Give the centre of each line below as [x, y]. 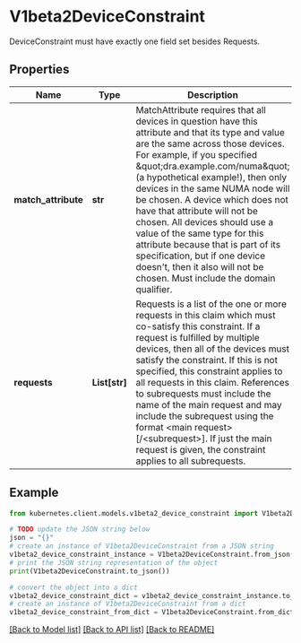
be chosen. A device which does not [212, 199]
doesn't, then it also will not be [200, 266]
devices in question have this [197, 121]
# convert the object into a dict [74, 587]
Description [213, 94]
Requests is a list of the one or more [211, 304]
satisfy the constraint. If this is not [206, 360]
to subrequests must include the [203, 394]
